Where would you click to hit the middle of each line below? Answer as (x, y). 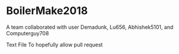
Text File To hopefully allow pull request (55, 45)
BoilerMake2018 (47, 11)
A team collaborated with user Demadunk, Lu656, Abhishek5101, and (90, 27)
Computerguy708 (27, 33)
